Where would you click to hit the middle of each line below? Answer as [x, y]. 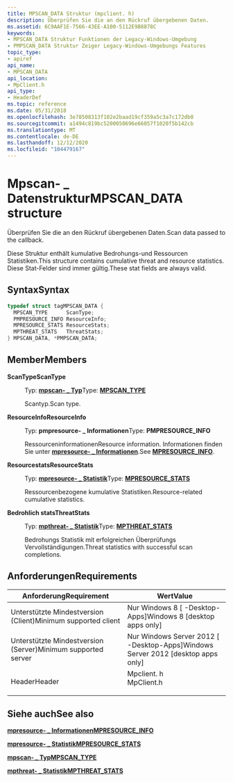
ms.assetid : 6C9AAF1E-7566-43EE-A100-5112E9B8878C [82, 26]
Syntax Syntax [38, 290]
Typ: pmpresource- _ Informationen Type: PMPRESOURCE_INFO [118, 430]
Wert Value [175, 596]
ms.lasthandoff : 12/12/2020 [48, 143]
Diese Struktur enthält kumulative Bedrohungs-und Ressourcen [98, 253]
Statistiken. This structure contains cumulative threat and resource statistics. [115, 261]
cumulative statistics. [55, 499]
